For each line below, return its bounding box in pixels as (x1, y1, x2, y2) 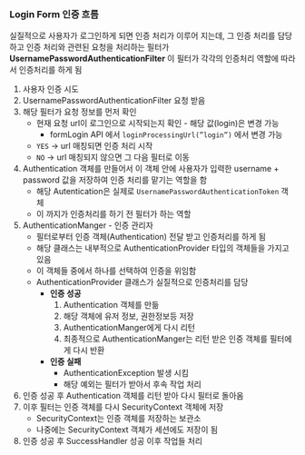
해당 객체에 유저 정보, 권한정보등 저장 (63, 311, 194, 321)
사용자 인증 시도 (22, 84, 79, 94)
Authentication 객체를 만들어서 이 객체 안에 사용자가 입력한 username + (22, 163, 280, 174)
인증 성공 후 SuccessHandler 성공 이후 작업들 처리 (22, 436, 202, 447)
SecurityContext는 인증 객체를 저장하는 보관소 (35, 413, 202, 424)
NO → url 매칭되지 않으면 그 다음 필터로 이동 (35, 152, 191, 163)
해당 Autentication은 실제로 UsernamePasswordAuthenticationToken (35, 186, 280, 197)
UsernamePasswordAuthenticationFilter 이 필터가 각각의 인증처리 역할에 (9, 53, 280, 64)
